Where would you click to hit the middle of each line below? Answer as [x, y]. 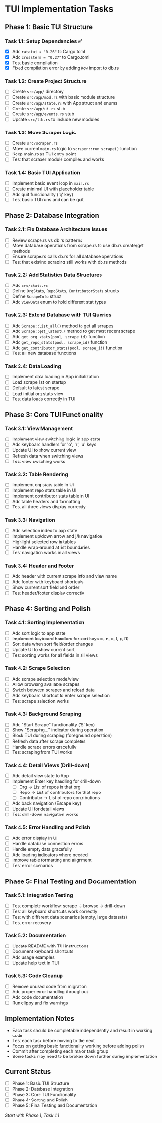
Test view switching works [39, 461]
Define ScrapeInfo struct [37, 296]
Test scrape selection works [40, 701]
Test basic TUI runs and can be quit [48, 199]
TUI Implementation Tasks [59, 9]
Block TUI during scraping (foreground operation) [62, 736]
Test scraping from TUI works [42, 752]
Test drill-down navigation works [45, 815]
